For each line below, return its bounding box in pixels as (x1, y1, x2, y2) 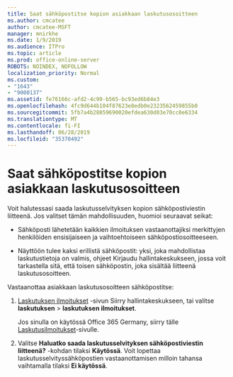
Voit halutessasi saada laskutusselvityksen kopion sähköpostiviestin (7, 204, 205, 213)
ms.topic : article (7, 50, 62, 57)
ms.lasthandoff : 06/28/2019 (7, 129, 91, 136)
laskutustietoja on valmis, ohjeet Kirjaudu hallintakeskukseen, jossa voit (17, 254, 227, 262)
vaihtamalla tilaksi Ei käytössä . (17, 361, 108, 370)
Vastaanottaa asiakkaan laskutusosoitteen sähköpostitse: (7, 283, 174, 291)
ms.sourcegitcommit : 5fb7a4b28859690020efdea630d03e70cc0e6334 (7, 109, 198, 116)
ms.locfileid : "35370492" (7, 135, 84, 142)
